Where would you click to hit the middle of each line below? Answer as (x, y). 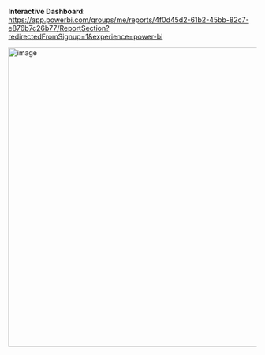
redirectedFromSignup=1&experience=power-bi (86, 36)
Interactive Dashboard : (47, 11)
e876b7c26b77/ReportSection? (59, 28)
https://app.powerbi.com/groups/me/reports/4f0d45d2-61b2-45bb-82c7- (129, 20)
